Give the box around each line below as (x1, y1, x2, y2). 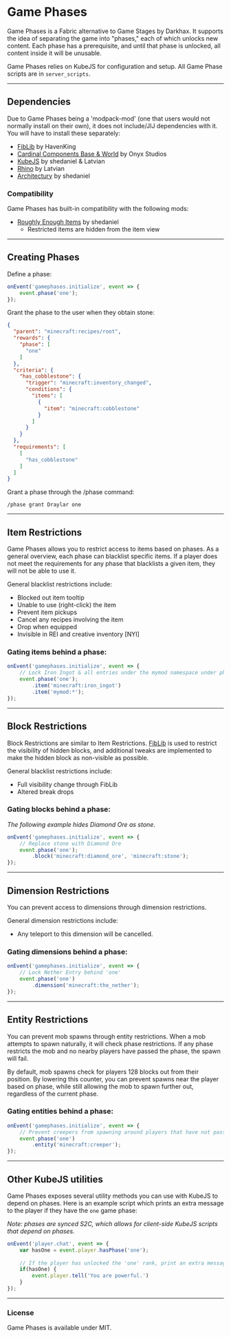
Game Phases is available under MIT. (7, 1324, 112, 1332)
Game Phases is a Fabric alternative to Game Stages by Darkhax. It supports (7, 27, 223, 35)
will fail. (7, 1054, 29, 1062)
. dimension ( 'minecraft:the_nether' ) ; (32, 981, 140, 989)
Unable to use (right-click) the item (16, 601, 117, 609)
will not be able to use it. (7, 567, 76, 575)
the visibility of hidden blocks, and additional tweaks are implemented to (7, 746, 212, 755)
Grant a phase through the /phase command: (7, 488, 135, 496)
